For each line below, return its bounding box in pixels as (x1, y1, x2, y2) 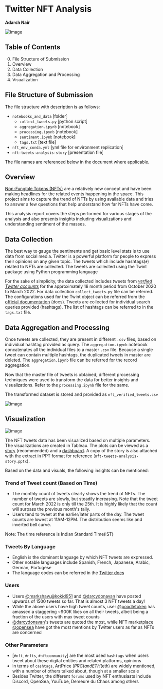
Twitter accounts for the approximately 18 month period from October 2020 (5, 283, 157, 289)
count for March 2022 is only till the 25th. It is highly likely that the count (12, 501, 158, 507)
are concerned (12, 629, 42, 635)
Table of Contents (5, 43, 61, 52)
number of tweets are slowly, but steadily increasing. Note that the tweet (12, 496, 158, 502)
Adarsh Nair (5, 19, 30, 25)
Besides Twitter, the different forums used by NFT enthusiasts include (12, 673, 151, 679)
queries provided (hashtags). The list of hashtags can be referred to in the (5, 304, 154, 310)
